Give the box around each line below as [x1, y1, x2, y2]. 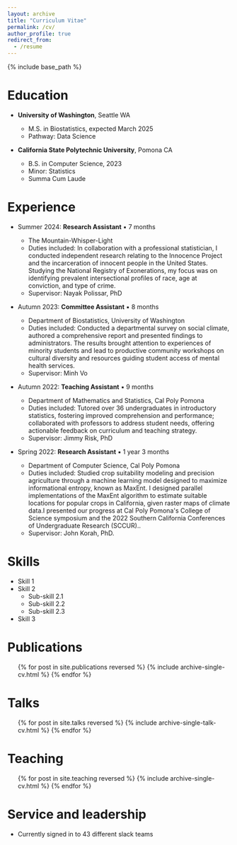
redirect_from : [7, 37, 52, 44]
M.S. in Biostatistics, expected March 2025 [28, 124, 154, 133]
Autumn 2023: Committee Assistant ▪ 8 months [17, 302, 159, 311]
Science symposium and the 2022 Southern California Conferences [28, 513, 226, 522]
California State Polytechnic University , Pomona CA [17, 146, 173, 154]
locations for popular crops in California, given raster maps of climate [28, 499, 231, 507]
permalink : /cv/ [7, 23, 55, 30]
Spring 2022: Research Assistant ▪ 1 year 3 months [17, 447, 170, 456]
